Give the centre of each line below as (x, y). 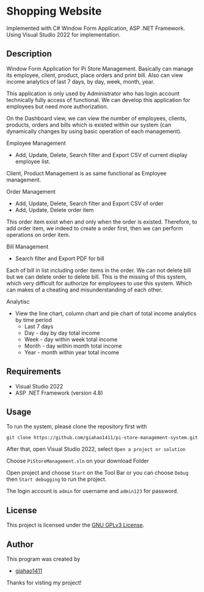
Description (29, 54)
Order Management (31, 191)
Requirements (34, 372)
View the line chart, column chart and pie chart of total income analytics (106, 313)
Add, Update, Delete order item (54, 210)
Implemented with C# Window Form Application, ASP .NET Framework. (96, 28)
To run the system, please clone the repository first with (77, 426)
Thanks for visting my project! (44, 583)
